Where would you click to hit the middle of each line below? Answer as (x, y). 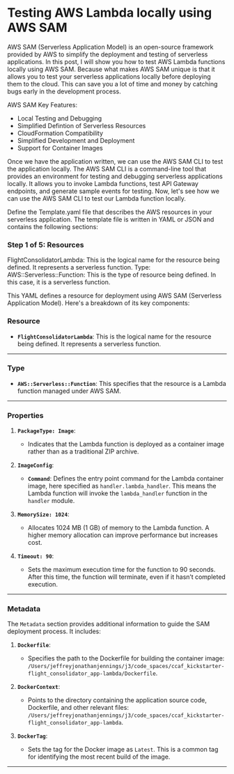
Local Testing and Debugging (60, 118)
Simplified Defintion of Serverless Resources (81, 125)
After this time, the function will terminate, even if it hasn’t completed (127, 577)
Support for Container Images (60, 148)
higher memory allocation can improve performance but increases (123, 535)
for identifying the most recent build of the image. (99, 757)
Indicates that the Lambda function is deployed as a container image (126, 444)
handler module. (51, 501)
